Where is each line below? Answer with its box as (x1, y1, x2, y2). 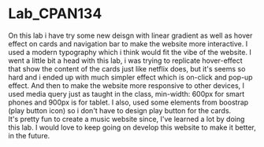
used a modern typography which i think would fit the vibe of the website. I (8, 47, 252, 57)
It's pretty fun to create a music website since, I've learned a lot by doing (8, 114, 245, 123)
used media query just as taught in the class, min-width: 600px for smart (8, 89, 245, 98)
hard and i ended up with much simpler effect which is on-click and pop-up (8, 72, 254, 82)
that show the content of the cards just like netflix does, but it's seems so (8, 64, 246, 73)
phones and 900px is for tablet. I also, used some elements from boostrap (8, 97, 249, 107)
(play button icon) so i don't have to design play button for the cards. (8, 105, 232, 115)
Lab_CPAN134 (8, 5, 102, 23)
